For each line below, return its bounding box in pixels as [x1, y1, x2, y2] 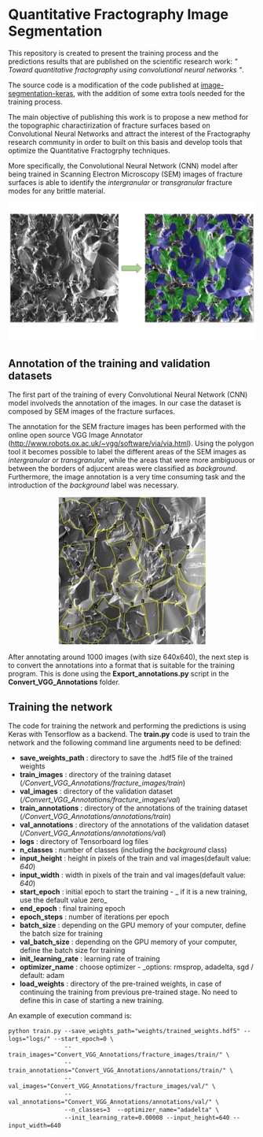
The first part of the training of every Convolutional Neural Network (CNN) [8, 390, 248, 399]
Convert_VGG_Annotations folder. [8, 677, 120, 687]
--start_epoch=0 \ [53, 1035, 114, 1043]
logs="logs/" [8, 1035, 51, 1043]
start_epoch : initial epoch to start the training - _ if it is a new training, [19, 887, 247, 896]
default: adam [19, 970, 65, 980]
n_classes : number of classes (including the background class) [19, 845, 228, 854]
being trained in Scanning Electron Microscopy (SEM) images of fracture [8, 169, 243, 179]
